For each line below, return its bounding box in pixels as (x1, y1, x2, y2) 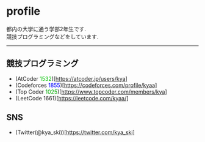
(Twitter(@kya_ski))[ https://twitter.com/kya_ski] (15, 129, 135, 136)
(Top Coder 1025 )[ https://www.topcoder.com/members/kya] (15, 88, 168, 95)
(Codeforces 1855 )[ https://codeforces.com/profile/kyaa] (15, 81, 157, 89)
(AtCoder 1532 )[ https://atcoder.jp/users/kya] (15, 75, 128, 82)
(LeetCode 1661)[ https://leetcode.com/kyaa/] (15, 94, 129, 102)
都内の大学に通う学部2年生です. (6, 25, 87, 32)
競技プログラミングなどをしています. (6, 32, 99, 40)
